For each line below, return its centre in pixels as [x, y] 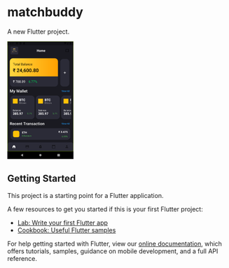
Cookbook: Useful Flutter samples [67, 230]
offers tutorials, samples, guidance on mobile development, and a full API [113, 251]
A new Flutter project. [39, 31]
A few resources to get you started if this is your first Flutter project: [105, 209]
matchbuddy [46, 12]
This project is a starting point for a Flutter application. [85, 195]
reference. [22, 258]
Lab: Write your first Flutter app [63, 223]
